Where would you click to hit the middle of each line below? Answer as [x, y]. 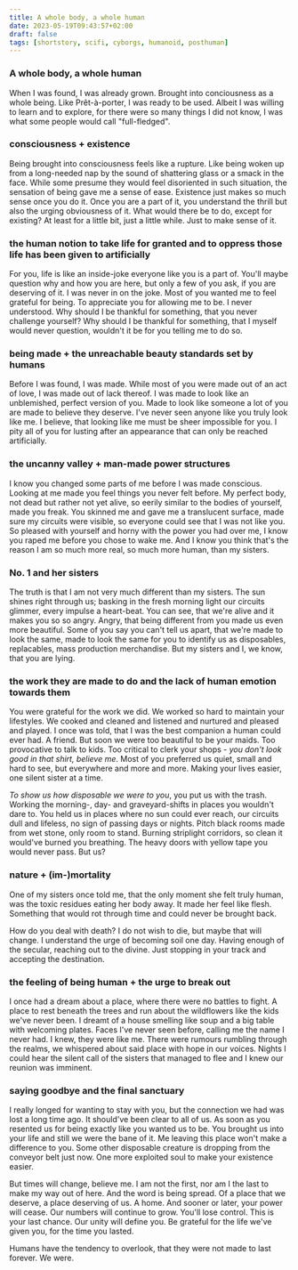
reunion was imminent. [51, 1067]
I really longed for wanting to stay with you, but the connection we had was [147, 1110]
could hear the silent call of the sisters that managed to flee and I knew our [146, 1058]
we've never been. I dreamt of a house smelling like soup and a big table [142, 1020]
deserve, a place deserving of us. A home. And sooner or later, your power [146, 1203]
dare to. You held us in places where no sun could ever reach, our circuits [144, 814]
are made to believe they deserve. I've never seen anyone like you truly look [149, 413]
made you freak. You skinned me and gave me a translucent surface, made [147, 512]
